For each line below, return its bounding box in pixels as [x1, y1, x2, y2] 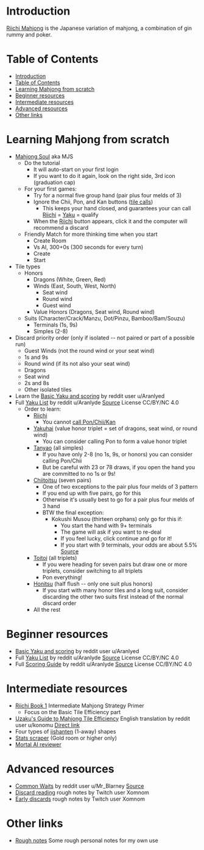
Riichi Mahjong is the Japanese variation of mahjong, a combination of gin [6, 24, 192, 32]
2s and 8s [24, 379, 50, 386]
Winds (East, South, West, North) [33, 282, 117, 289]
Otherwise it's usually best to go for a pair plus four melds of [42, 495, 195, 503]
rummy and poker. [6, 30, 52, 38]
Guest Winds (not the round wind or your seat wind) [24, 347, 155, 354]
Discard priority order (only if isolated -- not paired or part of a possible [15, 334, 195, 341]
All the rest [33, 606, 61, 613]
